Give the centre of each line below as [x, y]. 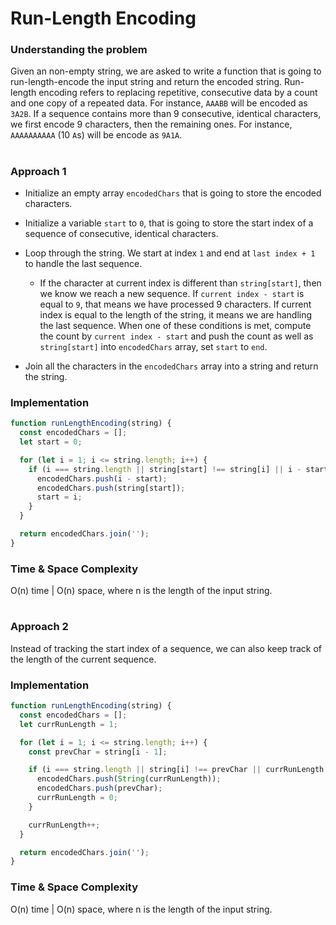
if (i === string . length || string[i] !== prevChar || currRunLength [176, 770]
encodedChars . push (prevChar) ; [99, 788]
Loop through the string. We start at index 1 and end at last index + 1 [170, 253]
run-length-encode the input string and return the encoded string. [146, 82]
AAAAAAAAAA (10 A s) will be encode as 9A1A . [96, 135]
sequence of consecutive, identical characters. [121, 234]
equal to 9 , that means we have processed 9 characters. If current [175, 304]
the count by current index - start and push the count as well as [176, 336]
